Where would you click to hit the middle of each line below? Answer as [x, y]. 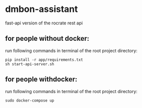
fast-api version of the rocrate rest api [44, 23]
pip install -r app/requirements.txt [44, 60]
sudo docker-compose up [30, 101]
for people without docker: [47, 39]
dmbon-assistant [41, 9]
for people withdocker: [41, 79]
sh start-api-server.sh [30, 64]
